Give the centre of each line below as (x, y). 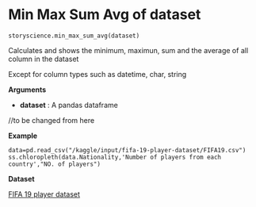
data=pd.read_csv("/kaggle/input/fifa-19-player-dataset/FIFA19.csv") (127, 150)
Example (23, 136)
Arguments (27, 90)
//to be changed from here (52, 120)
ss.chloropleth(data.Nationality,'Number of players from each (115, 157)
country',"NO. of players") (55, 164)
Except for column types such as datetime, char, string (97, 74)
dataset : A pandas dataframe (69, 105)
